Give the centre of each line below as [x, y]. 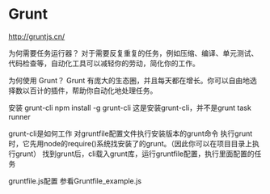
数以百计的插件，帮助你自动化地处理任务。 [86, 91]
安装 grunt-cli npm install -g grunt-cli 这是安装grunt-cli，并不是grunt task [130, 108]
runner [19, 116]
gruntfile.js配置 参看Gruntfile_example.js [75, 181]
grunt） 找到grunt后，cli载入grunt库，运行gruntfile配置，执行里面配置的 [135, 154]
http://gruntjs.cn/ [37, 36]
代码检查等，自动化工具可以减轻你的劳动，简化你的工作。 [104, 63]
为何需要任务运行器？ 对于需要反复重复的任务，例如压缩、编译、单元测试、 [133, 53]
